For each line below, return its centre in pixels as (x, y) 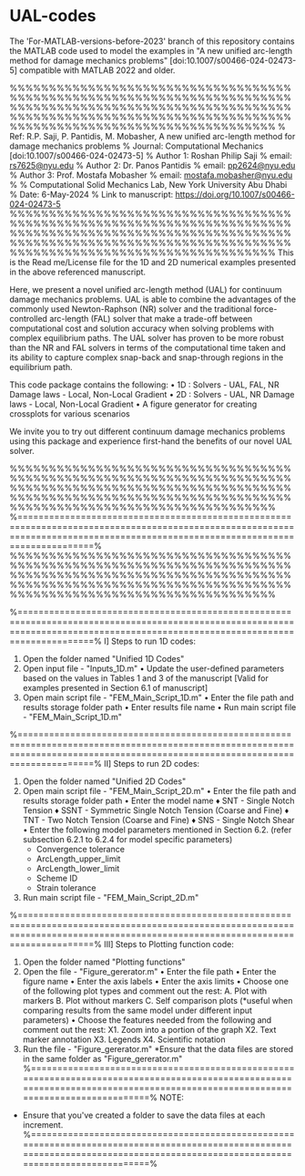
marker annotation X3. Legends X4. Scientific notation (124, 1039)
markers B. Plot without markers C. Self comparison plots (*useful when (158, 1000)
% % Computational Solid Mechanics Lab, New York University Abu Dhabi (148, 184)
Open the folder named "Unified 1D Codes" (103, 658)
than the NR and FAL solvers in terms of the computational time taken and (148, 347)
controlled (29, 318)
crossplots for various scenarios (70, 413)
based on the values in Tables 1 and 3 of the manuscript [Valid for (145, 678)
